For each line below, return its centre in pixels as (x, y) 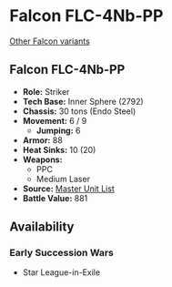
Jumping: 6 (58, 130)
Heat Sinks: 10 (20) (59, 149)
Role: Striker (46, 91)
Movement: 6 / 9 (55, 120)
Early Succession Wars (61, 253)
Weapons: (42, 159)
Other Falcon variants (50, 41)
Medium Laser (63, 179)
